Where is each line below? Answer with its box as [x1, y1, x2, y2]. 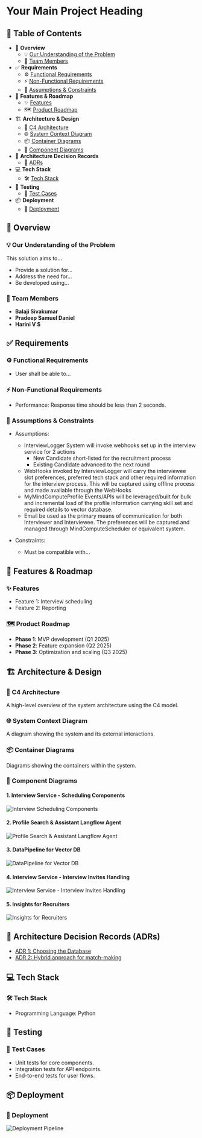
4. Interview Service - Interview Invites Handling [6, 873, 130, 880]
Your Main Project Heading [6, 4, 144, 18]
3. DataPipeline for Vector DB [6, 846, 81, 853]
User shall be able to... [14, 370, 71, 377]
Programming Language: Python [14, 1009, 96, 1017]
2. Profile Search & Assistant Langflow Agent [6, 819, 122, 826]
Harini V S [14, 320, 41, 328]
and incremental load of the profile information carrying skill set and [24, 500, 193, 507]
